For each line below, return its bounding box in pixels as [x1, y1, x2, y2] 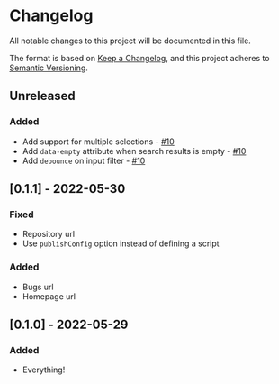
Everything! [22, 364, 66, 375]
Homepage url [22, 290, 76, 302]
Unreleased [9, 88, 76, 104]
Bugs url [22, 281, 54, 292]
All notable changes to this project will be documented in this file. [9, 35, 252, 46]
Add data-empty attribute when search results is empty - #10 [22, 145, 247, 156]
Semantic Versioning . [9, 62, 88, 73]
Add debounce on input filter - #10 [22, 155, 146, 166]
